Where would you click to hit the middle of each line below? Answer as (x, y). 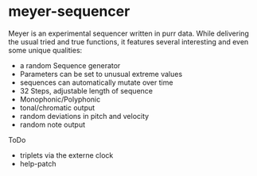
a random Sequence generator (70, 65)
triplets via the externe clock (66, 155)
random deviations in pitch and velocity (84, 116)
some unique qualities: (45, 50)
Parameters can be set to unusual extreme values (101, 74)
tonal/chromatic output (57, 107)
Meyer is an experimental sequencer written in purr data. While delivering (128, 33)
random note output (53, 124)
